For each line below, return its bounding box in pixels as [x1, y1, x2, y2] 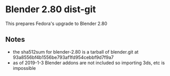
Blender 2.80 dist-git [5, 4, 96, 15]
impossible [12, 65, 36, 71]
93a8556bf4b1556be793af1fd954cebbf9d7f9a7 [12, 54, 114, 60]
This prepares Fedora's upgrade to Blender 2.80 [5, 20, 108, 27]
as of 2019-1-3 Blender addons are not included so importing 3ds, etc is [12, 60, 165, 66]
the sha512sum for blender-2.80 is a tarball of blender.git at [12, 48, 139, 55]
